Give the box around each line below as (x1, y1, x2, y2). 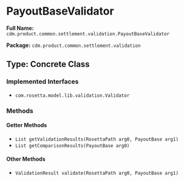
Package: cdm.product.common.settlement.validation (6, 41, 141, 49)
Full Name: (6, 24, 34, 32)
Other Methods (6, 155, 46, 163)
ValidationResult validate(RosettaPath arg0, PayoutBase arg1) (15, 170, 179, 176)
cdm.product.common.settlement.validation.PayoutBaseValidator (6, 30, 170, 37)
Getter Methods (6, 122, 47, 129)
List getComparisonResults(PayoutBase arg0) (15, 142, 130, 149)
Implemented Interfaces (6, 77, 79, 86)
